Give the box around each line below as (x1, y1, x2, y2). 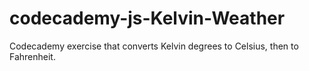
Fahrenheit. (9, 50, 56, 62)
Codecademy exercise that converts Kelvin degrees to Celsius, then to (9, 40, 299, 52)
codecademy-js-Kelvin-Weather (9, 7, 286, 30)
